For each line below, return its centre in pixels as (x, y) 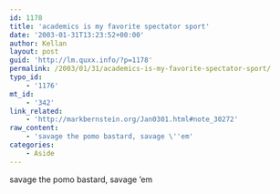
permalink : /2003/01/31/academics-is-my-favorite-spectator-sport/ (140, 69)
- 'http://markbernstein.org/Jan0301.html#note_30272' (132, 119)
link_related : (36, 111)
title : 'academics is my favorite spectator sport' (109, 26)
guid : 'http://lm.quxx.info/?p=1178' (81, 60)
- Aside (40, 153)
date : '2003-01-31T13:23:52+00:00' (77, 35)
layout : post (34, 52)
